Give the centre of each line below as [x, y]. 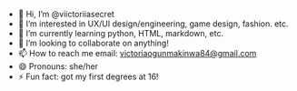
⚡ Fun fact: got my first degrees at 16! [88, 76]
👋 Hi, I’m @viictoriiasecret [66, 14]
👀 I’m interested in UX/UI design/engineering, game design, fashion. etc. [153, 24]
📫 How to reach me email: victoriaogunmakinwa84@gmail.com [137, 53]
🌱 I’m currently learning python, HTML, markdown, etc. [121, 33]
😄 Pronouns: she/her [58, 66]
